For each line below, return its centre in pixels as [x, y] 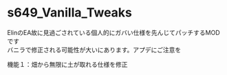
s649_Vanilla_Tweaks [70, 13]
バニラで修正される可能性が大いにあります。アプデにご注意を [94, 50]
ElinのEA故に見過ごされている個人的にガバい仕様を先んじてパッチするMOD [113, 32]
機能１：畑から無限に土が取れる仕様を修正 [67, 64]
